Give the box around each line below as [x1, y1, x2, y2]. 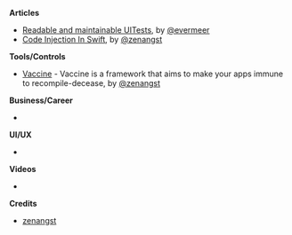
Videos [9, 164, 36, 174]
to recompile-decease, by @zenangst [21, 78, 161, 88]
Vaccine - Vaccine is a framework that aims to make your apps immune [21, 68, 283, 79]
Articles [9, 8, 40, 18]
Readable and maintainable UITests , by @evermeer [21, 25, 210, 35]
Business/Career [9, 95, 74, 106]
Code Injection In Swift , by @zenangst [21, 35, 163, 44]
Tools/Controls [9, 51, 66, 61]
